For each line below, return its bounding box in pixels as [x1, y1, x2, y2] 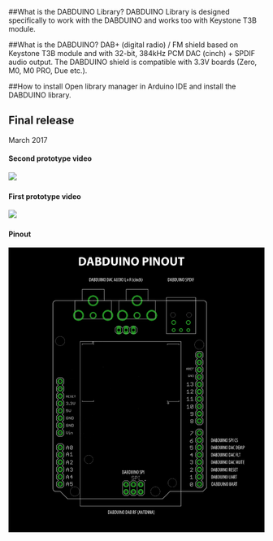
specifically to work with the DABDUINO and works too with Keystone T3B [8, 15, 258, 25]
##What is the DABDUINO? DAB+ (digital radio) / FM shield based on [8, 40, 238, 50]
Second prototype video [8, 154, 92, 163]
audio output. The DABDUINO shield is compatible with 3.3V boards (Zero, [8, 57, 258, 67]
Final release [8, 114, 75, 128]
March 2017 [8, 135, 48, 145]
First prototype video [8, 191, 81, 201]
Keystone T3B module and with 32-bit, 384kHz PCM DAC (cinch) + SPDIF [8, 49, 256, 58]
